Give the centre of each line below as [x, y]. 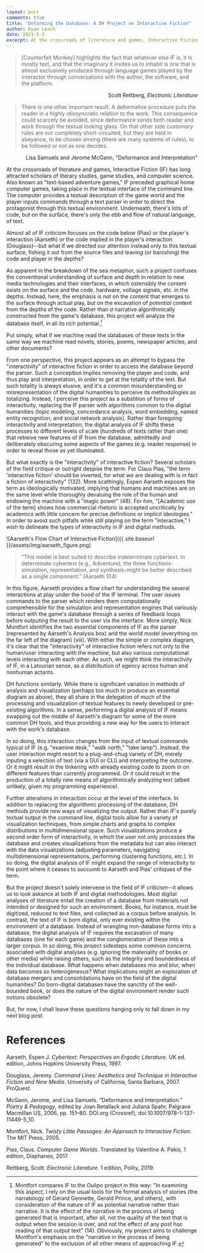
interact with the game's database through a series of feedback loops [93, 614]
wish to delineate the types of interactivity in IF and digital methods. [91, 526]
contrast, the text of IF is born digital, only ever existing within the [88, 920]
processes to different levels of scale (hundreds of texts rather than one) [97, 431]
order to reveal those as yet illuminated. [56, 450]
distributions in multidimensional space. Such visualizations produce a [94, 830]
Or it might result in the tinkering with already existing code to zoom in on [98, 767]
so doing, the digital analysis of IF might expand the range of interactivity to [101, 862]
